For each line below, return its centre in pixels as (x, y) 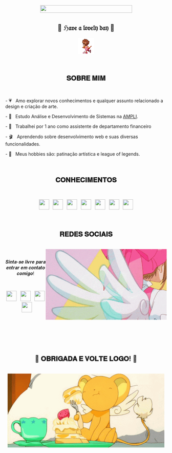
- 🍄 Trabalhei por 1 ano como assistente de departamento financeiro (78, 126)
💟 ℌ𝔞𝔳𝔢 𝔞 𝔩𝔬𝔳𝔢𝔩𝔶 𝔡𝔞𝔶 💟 (86, 28)
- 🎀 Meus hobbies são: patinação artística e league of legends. (73, 154)
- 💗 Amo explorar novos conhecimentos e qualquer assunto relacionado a (84, 101)
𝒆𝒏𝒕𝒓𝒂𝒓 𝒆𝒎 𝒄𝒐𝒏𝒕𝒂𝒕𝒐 (25, 268)
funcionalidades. (23, 144)
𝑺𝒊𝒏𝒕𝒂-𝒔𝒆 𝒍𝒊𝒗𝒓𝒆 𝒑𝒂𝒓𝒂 (26, 262)
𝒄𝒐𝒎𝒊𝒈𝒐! (26, 273)
